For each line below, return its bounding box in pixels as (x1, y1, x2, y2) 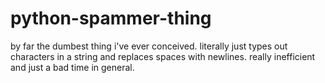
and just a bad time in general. (10, 61, 135, 73)
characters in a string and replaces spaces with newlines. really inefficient (10, 50, 316, 62)
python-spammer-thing (10, 7, 212, 30)
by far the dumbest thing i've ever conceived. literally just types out (10, 40, 288, 52)
